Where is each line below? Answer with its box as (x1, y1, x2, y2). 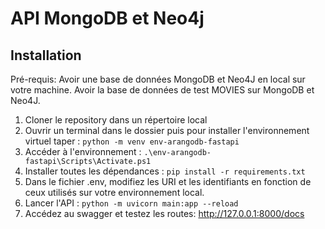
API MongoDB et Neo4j (10, 7, 205, 30)
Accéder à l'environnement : (24, 146, 142, 157)
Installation (10, 47, 82, 64)
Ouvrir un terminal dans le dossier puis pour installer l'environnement (24, 125, 310, 136)
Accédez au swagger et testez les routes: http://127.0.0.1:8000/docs (24, 208, 305, 219)
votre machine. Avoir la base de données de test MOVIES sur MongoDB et (10, 84, 315, 96)
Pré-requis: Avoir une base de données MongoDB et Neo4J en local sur (10, 73, 306, 85)
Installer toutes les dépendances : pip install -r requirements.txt (24, 165, 306, 177)
